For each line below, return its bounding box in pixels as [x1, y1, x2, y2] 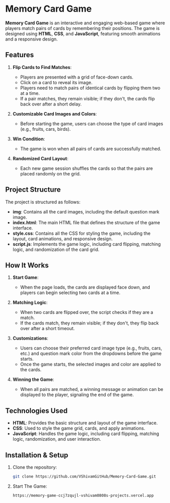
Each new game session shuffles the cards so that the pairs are [20, 165, 153, 171]
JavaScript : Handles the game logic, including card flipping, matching [12, 430, 159, 437]
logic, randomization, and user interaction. [12, 436, 101, 442]
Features [5, 51, 34, 59]
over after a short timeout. [20, 326, 75, 332]
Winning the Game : [12, 376, 54, 383]
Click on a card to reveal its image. [20, 79, 93, 85]
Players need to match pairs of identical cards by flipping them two [20, 85, 161, 91]
